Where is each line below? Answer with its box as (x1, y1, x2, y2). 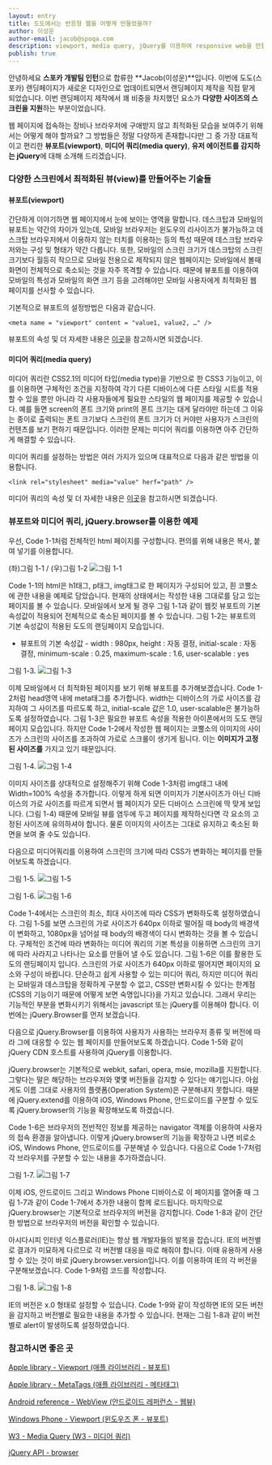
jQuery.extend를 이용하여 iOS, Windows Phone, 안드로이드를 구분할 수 (16, 1095, 244, 1105)
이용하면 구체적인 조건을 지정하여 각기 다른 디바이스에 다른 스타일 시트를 (16, 384, 244, 394)
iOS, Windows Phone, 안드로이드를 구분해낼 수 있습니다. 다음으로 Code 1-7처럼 (8, 1142, 261, 1153)
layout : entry (8, 11, 57, 20)
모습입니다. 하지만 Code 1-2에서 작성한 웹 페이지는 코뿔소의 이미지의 (29, 723, 246, 733)
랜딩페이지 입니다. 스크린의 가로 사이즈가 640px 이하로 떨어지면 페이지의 (23, 959, 253, 968)
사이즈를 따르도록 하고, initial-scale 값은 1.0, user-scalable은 (38, 703, 232, 713)
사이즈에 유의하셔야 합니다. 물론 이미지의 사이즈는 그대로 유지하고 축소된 (23, 819, 251, 829)
